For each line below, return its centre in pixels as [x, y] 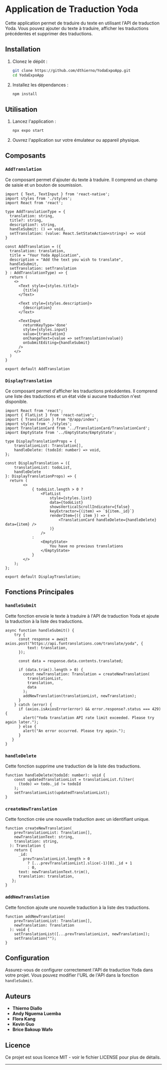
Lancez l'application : [34, 121]
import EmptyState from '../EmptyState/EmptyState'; [61, 433]
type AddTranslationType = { [35, 211]
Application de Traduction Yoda [72, 9]
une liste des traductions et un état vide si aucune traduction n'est [73, 396]
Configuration [27, 958]
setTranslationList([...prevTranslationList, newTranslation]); [82, 934]
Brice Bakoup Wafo [33, 1030]
